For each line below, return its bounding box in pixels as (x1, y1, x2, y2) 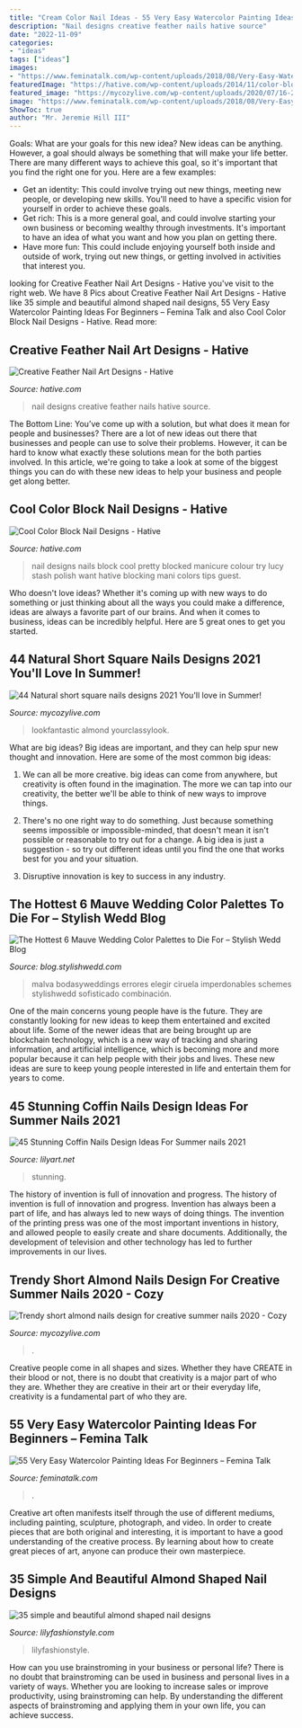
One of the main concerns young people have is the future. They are (9, 1006, 263, 1017)
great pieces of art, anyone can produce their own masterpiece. (9, 1545, 246, 1556)
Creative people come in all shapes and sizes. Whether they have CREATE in (9, 1363, 293, 1373)
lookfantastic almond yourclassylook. (31, 725, 170, 735)
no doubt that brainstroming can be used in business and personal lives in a (9, 1671, 290, 1682)
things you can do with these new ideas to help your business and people (9, 466, 282, 477)
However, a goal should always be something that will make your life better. (9, 147, 289, 158)
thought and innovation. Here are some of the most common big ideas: (9, 752, 271, 762)
